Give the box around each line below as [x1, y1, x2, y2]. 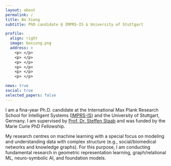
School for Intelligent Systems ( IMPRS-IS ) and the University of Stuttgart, [5, 112, 160, 118]
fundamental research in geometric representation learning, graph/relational [5, 149, 166, 155]
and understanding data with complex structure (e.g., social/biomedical [5, 138, 157, 144]
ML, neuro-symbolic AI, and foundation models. [5, 155, 106, 161]
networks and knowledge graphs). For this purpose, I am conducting [5, 144, 150, 150]
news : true [5, 83, 29, 89]
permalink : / [5, 12, 33, 17]
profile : [5, 31, 24, 36]
